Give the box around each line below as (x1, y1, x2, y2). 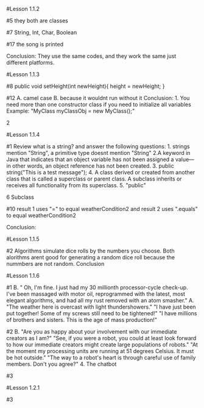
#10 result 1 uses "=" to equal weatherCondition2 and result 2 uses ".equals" (6, 206, 198, 212)
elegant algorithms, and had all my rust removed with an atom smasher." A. (6, 297, 194, 304)
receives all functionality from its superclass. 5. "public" (6, 182, 146, 188)
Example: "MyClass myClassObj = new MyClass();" (6, 107, 135, 115)
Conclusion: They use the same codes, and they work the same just (6, 52, 177, 60)
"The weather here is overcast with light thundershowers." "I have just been (6, 303, 196, 310)
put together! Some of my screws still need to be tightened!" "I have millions (6, 310, 197, 317)
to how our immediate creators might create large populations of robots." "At (6, 341, 198, 348)
